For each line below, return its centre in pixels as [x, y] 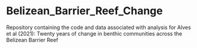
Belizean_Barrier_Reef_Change [84, 11]
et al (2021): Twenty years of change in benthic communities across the [94, 33]
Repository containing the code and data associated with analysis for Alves [98, 27]
